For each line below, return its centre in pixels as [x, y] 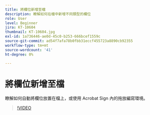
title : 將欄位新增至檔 [25, 9]
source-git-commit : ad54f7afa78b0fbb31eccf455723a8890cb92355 [69, 41]
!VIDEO [24, 108]
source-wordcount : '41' [29, 50]
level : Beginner [21, 23]
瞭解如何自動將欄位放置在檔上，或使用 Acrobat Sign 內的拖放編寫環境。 [76, 98]
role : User [16, 18]
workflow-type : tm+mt [27, 45]
